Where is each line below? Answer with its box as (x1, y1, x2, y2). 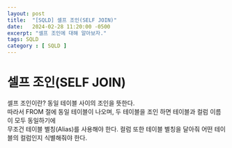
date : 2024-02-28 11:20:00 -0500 (7, 23, 111, 30)
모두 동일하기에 (14, 116, 56, 124)
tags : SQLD (7, 36, 39, 43)
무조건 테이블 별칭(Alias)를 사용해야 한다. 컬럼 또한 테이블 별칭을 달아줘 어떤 (7, 124, 213, 133)
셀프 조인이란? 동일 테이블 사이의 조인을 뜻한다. (7, 99, 135, 107)
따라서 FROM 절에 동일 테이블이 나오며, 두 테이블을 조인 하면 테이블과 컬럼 (7, 107, 209, 115)
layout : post (7, 10, 45, 17)
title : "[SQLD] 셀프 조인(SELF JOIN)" (7, 17, 117, 24)
